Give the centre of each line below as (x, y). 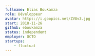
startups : (15, 41)
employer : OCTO (20, 37)
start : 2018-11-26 (24, 23)
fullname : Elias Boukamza (31, 9)
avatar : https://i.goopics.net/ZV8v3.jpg (48, 19)
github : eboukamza (24, 28)
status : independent (26, 32)
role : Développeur (24, 14)
